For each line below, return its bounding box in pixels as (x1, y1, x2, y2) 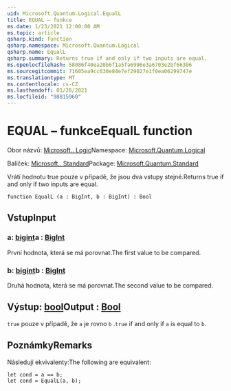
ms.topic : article (7, 29, 60, 37)
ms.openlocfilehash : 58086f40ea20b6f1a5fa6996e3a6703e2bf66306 (7, 61, 192, 68)
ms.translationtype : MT (7, 74, 76, 81)
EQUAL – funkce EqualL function (7, 123, 192, 139)
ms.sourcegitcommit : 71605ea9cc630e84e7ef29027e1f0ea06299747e (7, 68, 192, 74)
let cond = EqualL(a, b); (7, 377, 81, 384)
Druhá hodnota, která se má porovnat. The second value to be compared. (7, 281, 214, 290)
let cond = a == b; (7, 371, 63, 378)
